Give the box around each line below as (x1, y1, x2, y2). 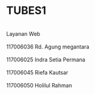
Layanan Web (6, 30, 41, 37)
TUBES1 (6, 4, 47, 18)
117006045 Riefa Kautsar (6, 69, 68, 76)
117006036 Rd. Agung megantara (6, 43, 90, 50)
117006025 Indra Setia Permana (6, 56, 86, 63)
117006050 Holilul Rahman (6, 81, 73, 89)
